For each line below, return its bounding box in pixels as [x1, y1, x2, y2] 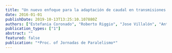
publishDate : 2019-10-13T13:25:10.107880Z [5, 17, 97, 22]
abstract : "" [5, 31, 33, 36]
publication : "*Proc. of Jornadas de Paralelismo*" [5, 40, 118, 45]
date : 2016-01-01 [5, 12, 42, 17]
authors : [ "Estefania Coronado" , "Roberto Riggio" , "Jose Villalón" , [5, 21, 157, 27]
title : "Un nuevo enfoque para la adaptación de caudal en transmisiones [5, 7, 166, 13]
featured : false [5, 36, 40, 41]
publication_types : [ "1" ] [5, 26, 60, 31]
